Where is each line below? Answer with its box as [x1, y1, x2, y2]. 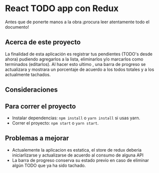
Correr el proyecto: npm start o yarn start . [12, 120, 99, 126]
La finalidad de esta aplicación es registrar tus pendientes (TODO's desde [5, 51, 153, 57]
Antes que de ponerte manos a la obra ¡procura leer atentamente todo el [5, 19, 150, 25]
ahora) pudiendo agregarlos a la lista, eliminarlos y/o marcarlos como [5, 56, 143, 62]
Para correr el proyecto [5, 102, 76, 110]
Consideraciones [5, 86, 58, 94]
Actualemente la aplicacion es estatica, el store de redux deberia [12, 147, 142, 153]
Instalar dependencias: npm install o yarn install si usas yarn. [12, 115, 141, 121]
